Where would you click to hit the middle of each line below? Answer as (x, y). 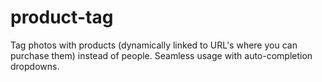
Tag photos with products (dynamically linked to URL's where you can (154, 45)
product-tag (62, 17)
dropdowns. (35, 66)
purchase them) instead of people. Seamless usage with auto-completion (161, 55)
